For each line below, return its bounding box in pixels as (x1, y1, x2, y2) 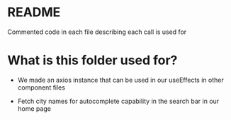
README (7, 4, 61, 20)
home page (17, 104, 52, 113)
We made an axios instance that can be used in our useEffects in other (17, 76, 225, 84)
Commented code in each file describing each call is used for (7, 28, 187, 36)
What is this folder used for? (7, 52, 178, 68)
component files (17, 83, 66, 92)
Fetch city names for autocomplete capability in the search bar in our (17, 97, 220, 105)
